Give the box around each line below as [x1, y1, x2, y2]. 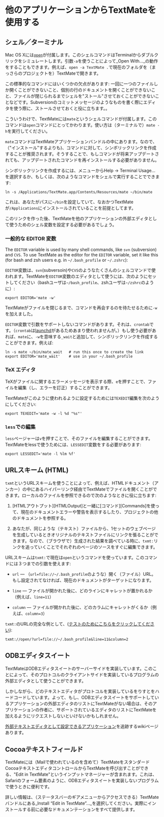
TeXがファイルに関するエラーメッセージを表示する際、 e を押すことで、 [5, 378, 148, 384]
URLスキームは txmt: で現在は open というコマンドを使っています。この [5, 554, 145, 560]
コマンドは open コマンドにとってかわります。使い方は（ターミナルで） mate [5, 122, 156, 128]
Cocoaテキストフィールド [5, 745, 83, 754]
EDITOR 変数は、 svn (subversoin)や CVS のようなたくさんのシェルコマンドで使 [5, 267, 156, 273]
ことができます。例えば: [5, 340, 54, 346]
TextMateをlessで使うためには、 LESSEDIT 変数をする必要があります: [5, 441, 141, 447]
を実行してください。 [7, 128, 51, 134]
